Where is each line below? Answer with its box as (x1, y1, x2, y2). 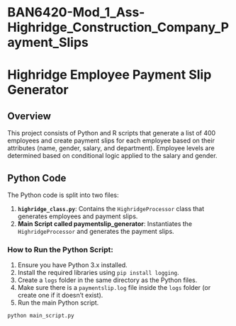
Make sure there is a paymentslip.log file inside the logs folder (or (17, 283, 211, 292)
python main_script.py (7, 313, 74, 320)
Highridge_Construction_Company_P (7, 19, 229, 35)
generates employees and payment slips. (17, 212, 138, 220)
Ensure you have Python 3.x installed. (17, 261, 128, 269)
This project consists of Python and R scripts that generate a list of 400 (7, 129, 216, 137)
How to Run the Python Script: (7, 244, 113, 254)
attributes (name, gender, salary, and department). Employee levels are (7, 144, 215, 152)
